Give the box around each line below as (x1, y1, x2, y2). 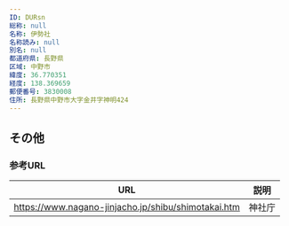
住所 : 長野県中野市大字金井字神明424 (9, 95, 129, 105)
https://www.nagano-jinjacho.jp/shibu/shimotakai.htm (13, 201, 240, 214)
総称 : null (9, 21, 47, 30)
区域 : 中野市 (9, 63, 51, 72)
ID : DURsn (9, 12, 46, 22)
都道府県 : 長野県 (9, 54, 64, 63)
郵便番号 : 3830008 (9, 87, 73, 96)
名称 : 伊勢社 (9, 29, 51, 38)
